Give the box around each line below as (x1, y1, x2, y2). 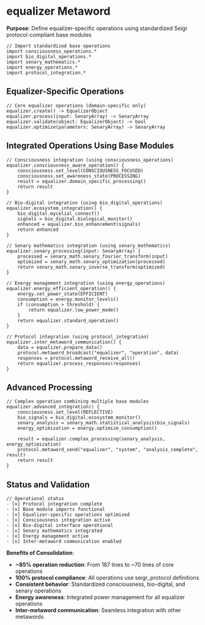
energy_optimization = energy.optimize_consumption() (17, 425, 157, 432)
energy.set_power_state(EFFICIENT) (17, 291, 108, 297)
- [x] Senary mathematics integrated (6, 528, 103, 534)
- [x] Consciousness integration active (6, 517, 111, 523)
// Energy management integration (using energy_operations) (6, 280, 166, 286)
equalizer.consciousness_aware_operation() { (6, 162, 124, 168)
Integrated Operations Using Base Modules (6, 141, 174, 151)
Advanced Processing (6, 382, 93, 392)
